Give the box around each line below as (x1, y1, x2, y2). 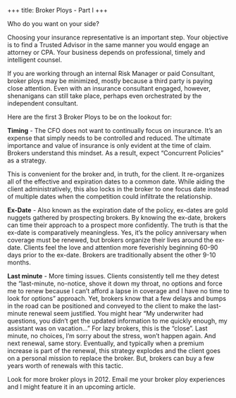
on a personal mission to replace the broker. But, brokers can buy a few (7, 354, 215, 362)
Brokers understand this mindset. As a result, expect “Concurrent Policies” (7, 149, 224, 157)
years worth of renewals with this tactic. (7, 361, 123, 370)
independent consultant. (7, 99, 79, 108)
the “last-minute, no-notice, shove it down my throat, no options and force (7, 279, 223, 288)
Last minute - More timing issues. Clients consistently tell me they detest (7, 272, 220, 280)
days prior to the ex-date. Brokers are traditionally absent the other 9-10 (7, 251, 216, 259)
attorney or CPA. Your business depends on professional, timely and (7, 49, 206, 56)
